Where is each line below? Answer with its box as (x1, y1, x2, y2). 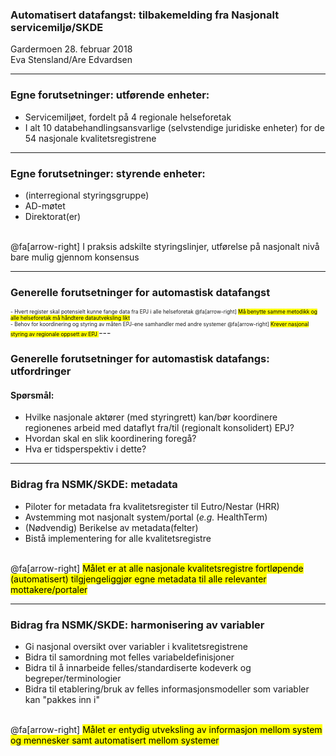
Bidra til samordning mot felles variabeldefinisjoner (24, 651, 235, 663)
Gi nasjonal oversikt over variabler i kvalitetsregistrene (24, 640, 248, 652)
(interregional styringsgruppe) (24, 189, 150, 201)
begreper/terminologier (24, 672, 122, 684)
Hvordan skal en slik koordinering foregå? (24, 433, 197, 445)
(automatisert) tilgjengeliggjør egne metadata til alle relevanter (10, 573, 267, 585)
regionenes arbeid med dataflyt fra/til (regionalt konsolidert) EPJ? (24, 422, 295, 434)
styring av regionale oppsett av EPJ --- (10, 327, 112, 339)
